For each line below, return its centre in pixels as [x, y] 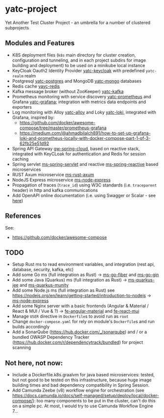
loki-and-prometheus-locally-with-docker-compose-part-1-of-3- [85, 138]
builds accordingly [31, 327]
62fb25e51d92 [34, 143]
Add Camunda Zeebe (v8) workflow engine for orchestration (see [78, 391]
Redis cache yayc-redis [36, 86]
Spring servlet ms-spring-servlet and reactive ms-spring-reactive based [85, 164]
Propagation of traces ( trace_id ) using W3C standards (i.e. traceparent [84, 185]
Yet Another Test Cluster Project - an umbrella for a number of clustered [78, 23]
